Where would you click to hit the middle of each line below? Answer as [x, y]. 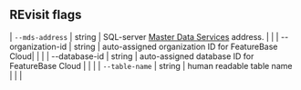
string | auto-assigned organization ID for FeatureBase [176, 46]
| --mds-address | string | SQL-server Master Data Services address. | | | [145, 36]
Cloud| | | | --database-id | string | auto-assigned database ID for [132, 56]
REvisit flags [46, 15]
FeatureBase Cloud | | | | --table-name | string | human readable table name [151, 65]
